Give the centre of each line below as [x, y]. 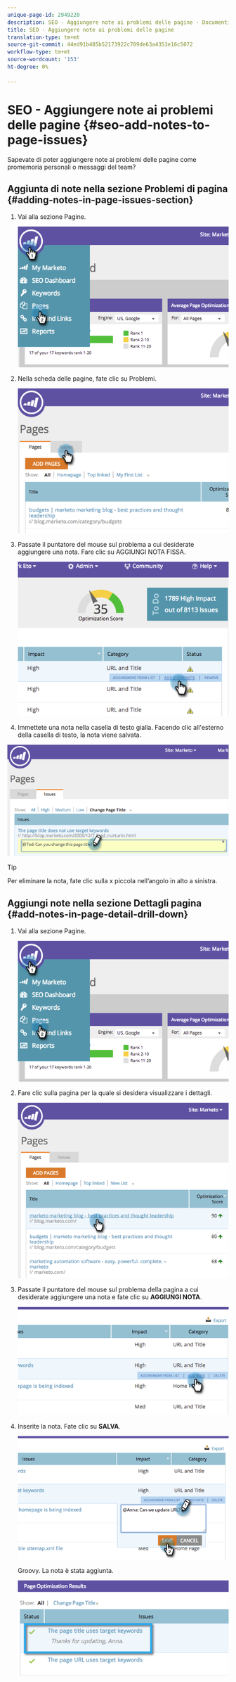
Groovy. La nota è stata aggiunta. [65, 1570]
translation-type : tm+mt [44, 37]
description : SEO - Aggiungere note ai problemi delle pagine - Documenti [119, 22]
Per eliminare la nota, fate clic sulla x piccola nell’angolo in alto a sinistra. [112, 881]
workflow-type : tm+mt [39, 52]
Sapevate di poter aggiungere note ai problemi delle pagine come [102, 159]
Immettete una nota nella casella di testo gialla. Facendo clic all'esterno [120, 727]
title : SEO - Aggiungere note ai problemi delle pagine [91, 30]
